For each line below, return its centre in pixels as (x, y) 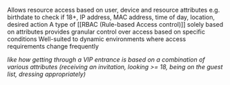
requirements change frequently (53, 46)
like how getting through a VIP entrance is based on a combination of (106, 60)
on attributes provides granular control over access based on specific (106, 32)
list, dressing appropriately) (47, 74)
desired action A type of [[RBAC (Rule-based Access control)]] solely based (115, 24)
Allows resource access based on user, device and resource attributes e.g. (114, 10)
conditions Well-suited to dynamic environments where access (97, 39)
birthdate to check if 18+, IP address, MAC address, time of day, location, (111, 17)
